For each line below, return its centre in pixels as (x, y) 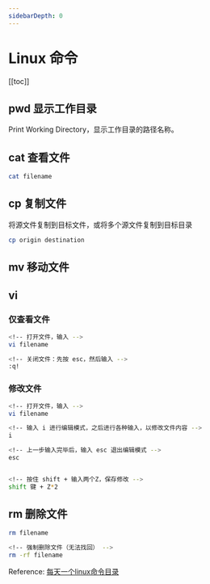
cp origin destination (46, 240)
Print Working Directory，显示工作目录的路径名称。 (94, 129)
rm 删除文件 (38, 514)
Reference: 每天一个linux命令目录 (64, 572)
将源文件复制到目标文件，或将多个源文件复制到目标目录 (100, 225)
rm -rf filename (36, 555)
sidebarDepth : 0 (36, 16)
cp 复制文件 (38, 204)
